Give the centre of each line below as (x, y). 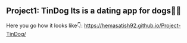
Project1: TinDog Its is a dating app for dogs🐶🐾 (94, 11)
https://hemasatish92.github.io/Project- (133, 25)
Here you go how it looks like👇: (45, 25)
